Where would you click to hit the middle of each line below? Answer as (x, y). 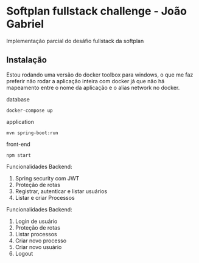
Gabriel (25, 24)
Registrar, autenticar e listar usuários (61, 191)
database (18, 99)
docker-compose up (30, 111)
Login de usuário (36, 221)
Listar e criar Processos (45, 197)
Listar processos (36, 234)
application (20, 121)
